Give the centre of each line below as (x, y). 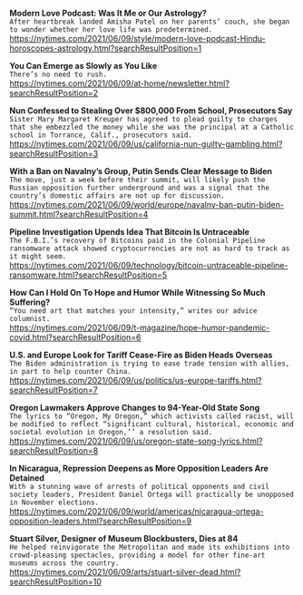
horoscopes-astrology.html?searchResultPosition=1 (106, 48)
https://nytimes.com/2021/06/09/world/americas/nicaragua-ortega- (137, 511)
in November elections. (54, 502)
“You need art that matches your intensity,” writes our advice (133, 311)
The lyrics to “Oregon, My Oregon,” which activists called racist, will (152, 416)
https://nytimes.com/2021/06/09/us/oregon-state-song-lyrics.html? (136, 441)
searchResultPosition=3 (54, 154)
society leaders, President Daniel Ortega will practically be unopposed (152, 494)
